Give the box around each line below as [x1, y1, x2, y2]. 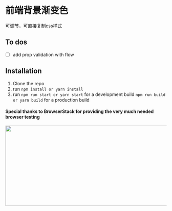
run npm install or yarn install [12, 86, 83, 92]
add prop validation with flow [12, 51, 74, 57]
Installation [5, 67, 42, 75]
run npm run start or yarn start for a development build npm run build [12, 91, 165, 98]
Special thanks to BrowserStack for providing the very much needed [5, 108, 154, 114]
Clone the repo [12, 80, 45, 86]
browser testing [5, 114, 40, 120]
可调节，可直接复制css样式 [5, 23, 62, 29]
